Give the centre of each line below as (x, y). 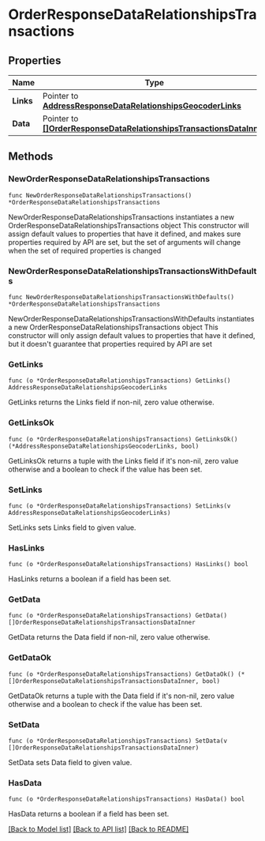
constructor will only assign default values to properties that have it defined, (132, 335)
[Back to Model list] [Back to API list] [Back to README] (99, 829)
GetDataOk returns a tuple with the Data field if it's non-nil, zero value (121, 696)
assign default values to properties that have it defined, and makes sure (125, 234)
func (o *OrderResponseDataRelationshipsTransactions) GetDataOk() (121, 674)
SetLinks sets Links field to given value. (72, 528)
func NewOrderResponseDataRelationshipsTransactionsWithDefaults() (121, 297)
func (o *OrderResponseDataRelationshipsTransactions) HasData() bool (127, 799)
